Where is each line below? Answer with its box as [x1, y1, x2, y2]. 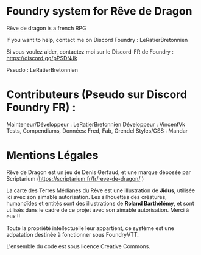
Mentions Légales [6, 148, 99, 162]
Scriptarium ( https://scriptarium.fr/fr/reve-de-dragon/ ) [6, 175, 144, 182]
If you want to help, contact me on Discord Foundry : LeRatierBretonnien [6, 36, 188, 43]
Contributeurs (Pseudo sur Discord [6, 88, 188, 102]
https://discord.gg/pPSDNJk [6, 54, 77, 61]
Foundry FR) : [6, 100, 76, 114]
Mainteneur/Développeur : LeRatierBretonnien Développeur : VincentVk [6, 121, 186, 128]
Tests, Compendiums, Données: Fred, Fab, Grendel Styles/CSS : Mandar [6, 127, 188, 134]
